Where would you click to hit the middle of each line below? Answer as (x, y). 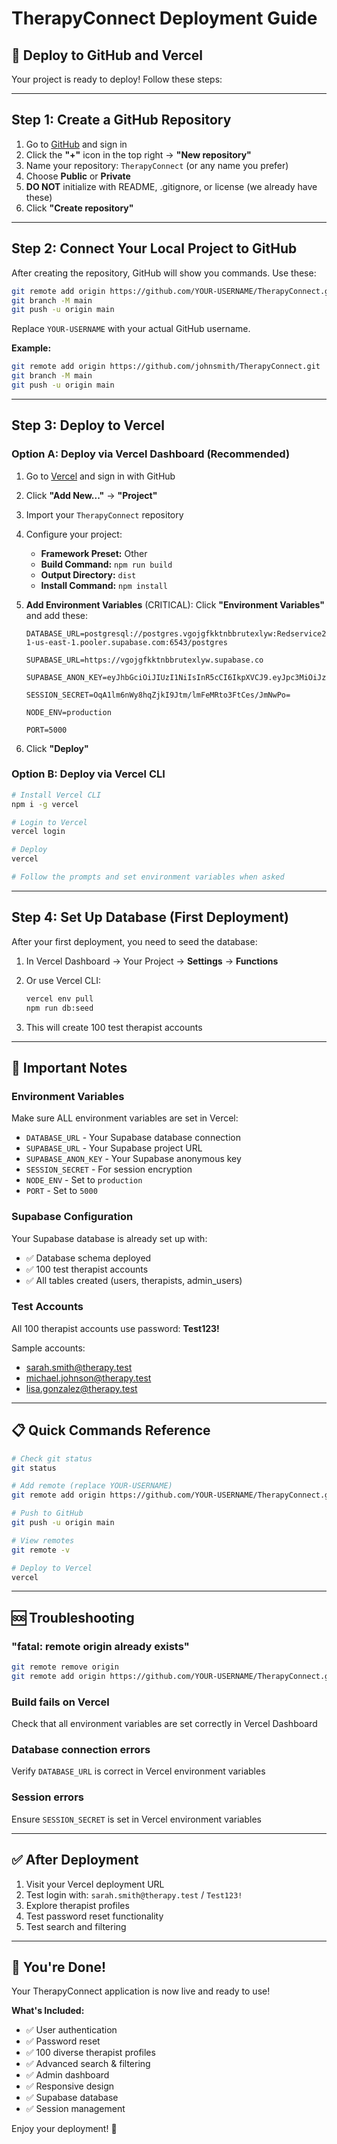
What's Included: (48, 2011)
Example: (31, 348)
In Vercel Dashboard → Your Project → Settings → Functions (152, 961)
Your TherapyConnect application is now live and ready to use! (141, 1991)
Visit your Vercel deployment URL (95, 1884)
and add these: (56, 615)
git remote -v (41, 1550)
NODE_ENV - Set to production (84, 1180)
